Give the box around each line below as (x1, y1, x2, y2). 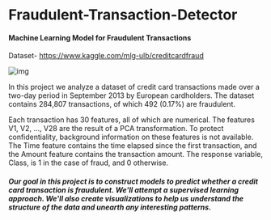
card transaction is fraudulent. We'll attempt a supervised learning (8, 184, 239, 195)
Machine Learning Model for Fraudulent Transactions (8, 32, 192, 42)
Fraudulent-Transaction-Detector (8, 6, 238, 24)
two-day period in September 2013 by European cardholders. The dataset (8, 91, 255, 100)
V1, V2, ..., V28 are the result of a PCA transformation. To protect (8, 124, 224, 133)
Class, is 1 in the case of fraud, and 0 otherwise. (8, 158, 168, 167)
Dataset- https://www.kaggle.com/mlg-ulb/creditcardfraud (8, 51, 204, 61)
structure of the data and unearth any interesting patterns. (8, 202, 212, 212)
